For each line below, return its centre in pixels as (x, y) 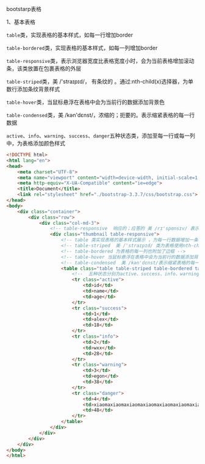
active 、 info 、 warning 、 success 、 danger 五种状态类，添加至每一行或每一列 (101, 136)
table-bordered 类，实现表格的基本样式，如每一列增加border (82, 48)
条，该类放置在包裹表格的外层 (44, 68)
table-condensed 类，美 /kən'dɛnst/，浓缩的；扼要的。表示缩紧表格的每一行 (101, 115)
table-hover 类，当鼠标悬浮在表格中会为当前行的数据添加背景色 (85, 102)
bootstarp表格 (24, 9)
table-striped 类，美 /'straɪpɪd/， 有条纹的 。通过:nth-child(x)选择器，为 (97, 82)
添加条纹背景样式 (38, 89)
